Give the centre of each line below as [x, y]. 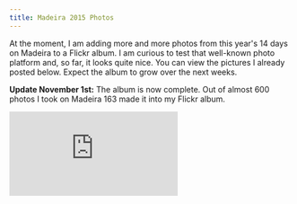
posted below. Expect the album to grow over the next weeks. [123, 72]
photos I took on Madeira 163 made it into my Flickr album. [118, 99]
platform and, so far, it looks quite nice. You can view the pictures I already [147, 62]
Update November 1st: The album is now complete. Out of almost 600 [140, 89]
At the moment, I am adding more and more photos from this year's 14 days [149, 43]
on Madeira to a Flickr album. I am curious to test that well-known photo [142, 53]
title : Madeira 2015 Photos [62, 18]
